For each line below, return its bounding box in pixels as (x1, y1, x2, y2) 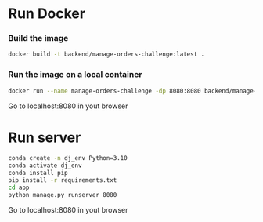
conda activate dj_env (8, 162, 82, 169)
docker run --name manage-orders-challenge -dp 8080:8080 (8, 87, 201, 95)
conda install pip (8, 169, 68, 177)
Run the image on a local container (8, 69, 142, 80)
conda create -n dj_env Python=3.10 (8, 155, 128, 162)
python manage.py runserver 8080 (8, 191, 117, 198)
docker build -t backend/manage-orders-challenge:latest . (8, 50, 205, 59)
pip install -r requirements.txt (8, 177, 117, 184)
